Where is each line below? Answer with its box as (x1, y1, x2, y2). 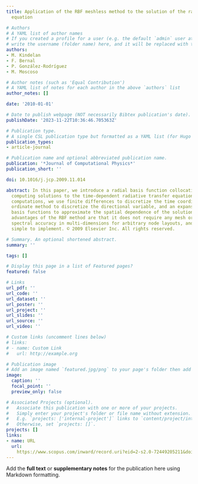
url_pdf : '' (6, 285, 35, 291)
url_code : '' (6, 290, 38, 296)
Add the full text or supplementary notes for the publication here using (6, 465, 181, 472)
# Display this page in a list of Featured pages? (6, 264, 133, 269)
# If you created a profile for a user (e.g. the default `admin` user (6, 36, 186, 42)
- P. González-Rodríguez (6, 63, 67, 69)
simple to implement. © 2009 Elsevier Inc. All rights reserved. (11, 226, 176, 232)
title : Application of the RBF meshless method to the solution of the (6, 8, 186, 15)
